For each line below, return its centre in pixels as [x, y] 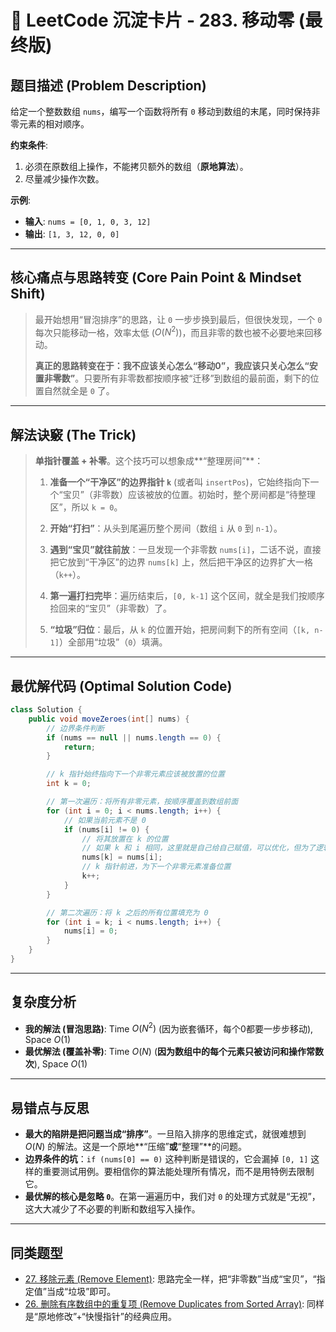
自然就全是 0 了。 [79, 391]
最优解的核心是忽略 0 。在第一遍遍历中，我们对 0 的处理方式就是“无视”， [172, 1197]
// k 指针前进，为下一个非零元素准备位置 [156, 867]
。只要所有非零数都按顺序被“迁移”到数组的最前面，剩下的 [192, 378]
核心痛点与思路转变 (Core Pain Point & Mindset [156, 277]
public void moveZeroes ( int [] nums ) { [109, 719]
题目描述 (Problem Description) [108, 85]
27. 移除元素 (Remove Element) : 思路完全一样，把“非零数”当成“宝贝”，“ [170, 1279]
